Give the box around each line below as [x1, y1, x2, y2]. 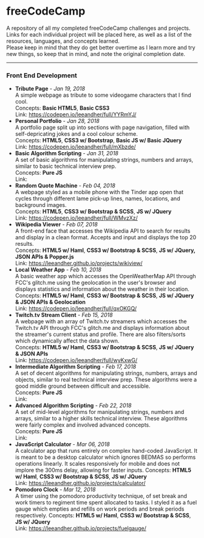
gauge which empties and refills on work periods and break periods [15, 505, 185, 512]
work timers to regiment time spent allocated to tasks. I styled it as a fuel [15, 499, 197, 506]
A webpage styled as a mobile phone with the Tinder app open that [15, 189, 184, 196]
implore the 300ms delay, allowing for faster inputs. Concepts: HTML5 [15, 467, 191, 474]
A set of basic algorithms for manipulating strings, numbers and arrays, [15, 156, 194, 164]
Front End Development [6, 71, 78, 80]
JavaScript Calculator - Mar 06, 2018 [15, 441, 110, 448]
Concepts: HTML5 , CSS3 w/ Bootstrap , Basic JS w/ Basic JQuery [15, 137, 182, 144]
